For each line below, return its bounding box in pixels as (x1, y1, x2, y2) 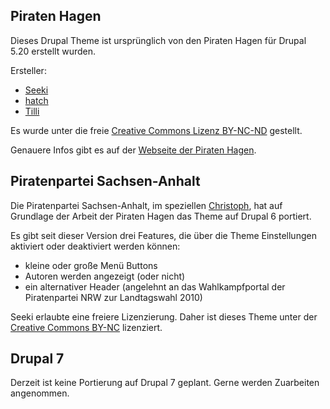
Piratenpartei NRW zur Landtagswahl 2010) (24, 291, 203, 303)
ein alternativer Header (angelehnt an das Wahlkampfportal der (24, 280, 286, 293)
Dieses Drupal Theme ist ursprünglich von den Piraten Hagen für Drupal (10, 34, 307, 46)
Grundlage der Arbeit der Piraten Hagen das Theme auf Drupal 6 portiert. (10, 210, 312, 222)
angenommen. (10, 387, 70, 399)
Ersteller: (10, 64, 47, 76)
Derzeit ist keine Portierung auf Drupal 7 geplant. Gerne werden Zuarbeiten (10, 377, 320, 389)
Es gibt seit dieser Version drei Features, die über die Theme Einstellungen (10, 229, 317, 241)
